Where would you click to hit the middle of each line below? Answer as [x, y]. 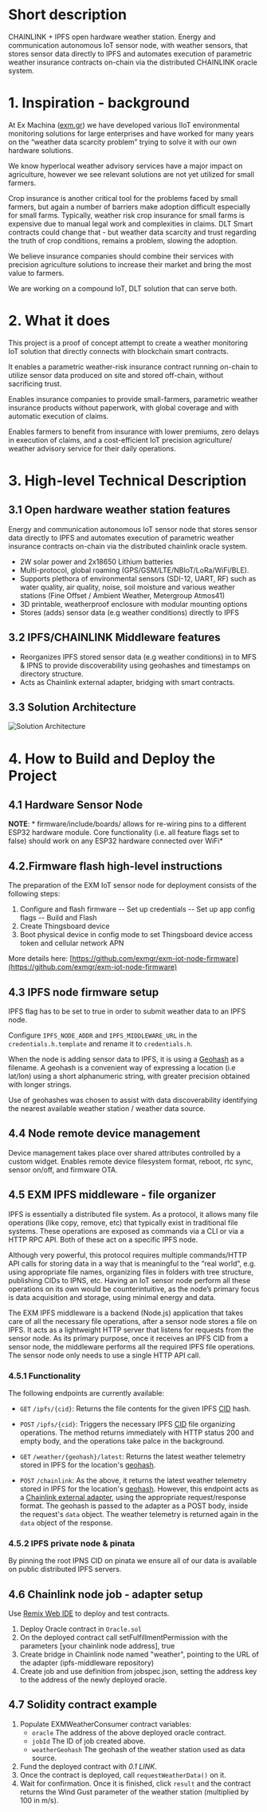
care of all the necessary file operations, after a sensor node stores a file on [133, 1321]
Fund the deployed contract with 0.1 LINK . [88, 1766]
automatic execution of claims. [59, 416]
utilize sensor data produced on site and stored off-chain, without [116, 375]
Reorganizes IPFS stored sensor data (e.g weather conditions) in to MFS [138, 656]
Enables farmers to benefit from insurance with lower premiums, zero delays [134, 431]
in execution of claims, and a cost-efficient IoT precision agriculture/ [120, 439]
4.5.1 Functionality [45, 1376]
